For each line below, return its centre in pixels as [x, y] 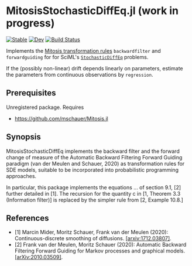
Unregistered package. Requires [45, 107]
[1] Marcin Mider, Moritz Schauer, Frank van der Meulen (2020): [91, 232]
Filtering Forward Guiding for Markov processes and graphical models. [100, 251]
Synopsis [23, 137]
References [28, 218]
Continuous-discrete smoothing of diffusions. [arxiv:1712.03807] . [93, 238]
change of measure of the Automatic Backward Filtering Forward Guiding [94, 157]
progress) [30, 23]
